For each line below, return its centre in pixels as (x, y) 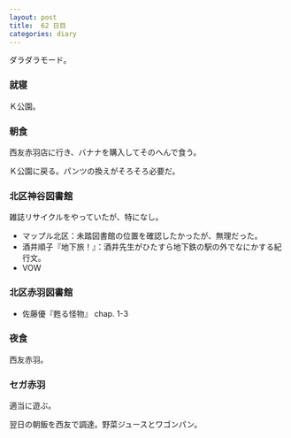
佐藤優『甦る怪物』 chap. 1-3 (75, 313)
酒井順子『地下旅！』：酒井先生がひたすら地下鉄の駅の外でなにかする (148, 247)
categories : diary (43, 34)
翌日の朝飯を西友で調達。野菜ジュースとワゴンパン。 (106, 425)
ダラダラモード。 (40, 60)
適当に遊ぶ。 (32, 406)
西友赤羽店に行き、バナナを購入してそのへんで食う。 (105, 152)
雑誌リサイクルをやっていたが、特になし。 (86, 217)
